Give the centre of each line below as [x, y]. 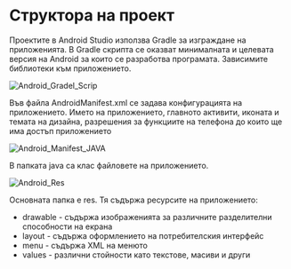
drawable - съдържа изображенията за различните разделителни [147, 217]
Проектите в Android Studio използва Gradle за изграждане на [128, 40]
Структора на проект [92, 16]
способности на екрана [67, 226]
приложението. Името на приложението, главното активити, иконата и [144, 112]
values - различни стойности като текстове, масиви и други [136, 255]
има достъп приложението [61, 131]
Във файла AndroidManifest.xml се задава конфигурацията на [126, 102]
